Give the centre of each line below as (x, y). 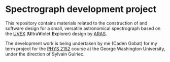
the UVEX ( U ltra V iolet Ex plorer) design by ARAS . (56, 33)
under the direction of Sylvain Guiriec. (45, 54)
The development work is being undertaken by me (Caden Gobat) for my (81, 43)
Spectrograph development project (81, 9)
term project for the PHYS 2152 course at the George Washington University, (85, 48)
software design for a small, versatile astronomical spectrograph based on (83, 28)
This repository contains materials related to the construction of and (76, 23)
